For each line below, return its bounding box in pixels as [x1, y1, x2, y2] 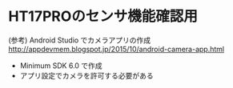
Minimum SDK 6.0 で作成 [19, 61, 102, 70]
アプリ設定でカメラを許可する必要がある [19, 70, 154, 80]
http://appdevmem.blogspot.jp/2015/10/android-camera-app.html [8, 44, 225, 54]
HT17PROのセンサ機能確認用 [8, 7, 199, 26]
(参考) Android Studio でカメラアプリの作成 [8, 35, 151, 45]
